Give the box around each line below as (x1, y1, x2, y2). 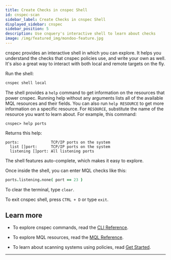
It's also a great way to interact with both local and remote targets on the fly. (5, 61, 165, 67)
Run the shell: (5, 70, 34, 76)
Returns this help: (5, 130, 42, 136)
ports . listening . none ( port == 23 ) (5, 177, 83, 182)
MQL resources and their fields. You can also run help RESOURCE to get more (5, 100, 164, 106)
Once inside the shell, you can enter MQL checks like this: (5, 167, 127, 174)
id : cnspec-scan (5, 12, 40, 17)
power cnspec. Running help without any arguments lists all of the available (5, 95, 163, 101)
